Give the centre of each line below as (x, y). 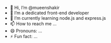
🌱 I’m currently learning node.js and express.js (58, 18)
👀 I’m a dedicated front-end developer (49, 13)
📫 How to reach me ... (33, 24)
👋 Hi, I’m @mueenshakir (35, 8)
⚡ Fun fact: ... (24, 36)
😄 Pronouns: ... (26, 31)
